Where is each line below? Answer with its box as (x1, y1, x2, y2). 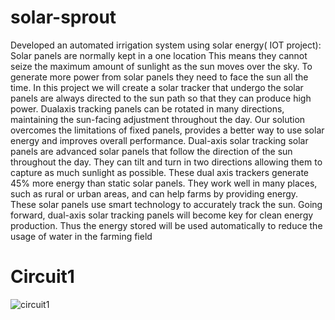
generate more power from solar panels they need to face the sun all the (10, 71, 309, 83)
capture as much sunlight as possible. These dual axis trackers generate (10, 166, 310, 178)
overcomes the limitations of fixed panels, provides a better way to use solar (10, 124, 325, 136)
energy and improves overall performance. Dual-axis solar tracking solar (10, 134, 309, 146)
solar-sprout (10, 6, 117, 29)
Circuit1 (10, 266, 75, 288)
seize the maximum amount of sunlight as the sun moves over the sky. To (10, 60, 313, 72)
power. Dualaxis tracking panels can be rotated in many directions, (10, 102, 285, 115)
